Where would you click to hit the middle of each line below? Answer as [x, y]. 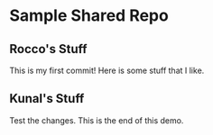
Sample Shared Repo [89, 16]
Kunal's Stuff [47, 99]
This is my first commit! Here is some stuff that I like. [107, 70]
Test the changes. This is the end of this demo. [97, 120]
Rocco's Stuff [48, 49]
